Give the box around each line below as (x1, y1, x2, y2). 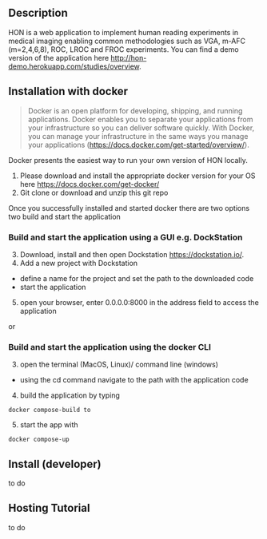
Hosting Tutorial (8, 501, 90, 515)
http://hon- (110, 53, 147, 62)
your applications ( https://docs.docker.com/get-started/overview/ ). (27, 140, 249, 149)
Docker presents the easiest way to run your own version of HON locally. (8, 155, 248, 164)
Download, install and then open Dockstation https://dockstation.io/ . (19, 249, 245, 259)
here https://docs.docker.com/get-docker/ (19, 179, 160, 188)
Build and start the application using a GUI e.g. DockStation (8, 232, 243, 243)
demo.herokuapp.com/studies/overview (8, 61, 140, 71)
